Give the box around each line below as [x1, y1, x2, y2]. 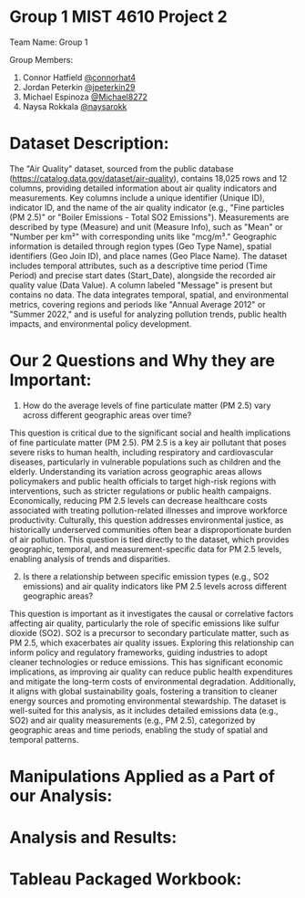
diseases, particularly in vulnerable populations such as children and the [9, 456, 281, 467]
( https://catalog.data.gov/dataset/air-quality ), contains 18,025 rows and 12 [9, 172, 288, 183]
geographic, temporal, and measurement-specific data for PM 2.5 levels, [9, 543, 282, 554]
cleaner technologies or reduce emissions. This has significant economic [9, 656, 284, 667]
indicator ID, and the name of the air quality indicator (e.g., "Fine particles [9, 202, 285, 213]
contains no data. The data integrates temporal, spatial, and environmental [9, 289, 289, 300]
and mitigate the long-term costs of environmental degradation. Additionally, [9, 675, 296, 686]
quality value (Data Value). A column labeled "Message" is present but [9, 279, 273, 290]
